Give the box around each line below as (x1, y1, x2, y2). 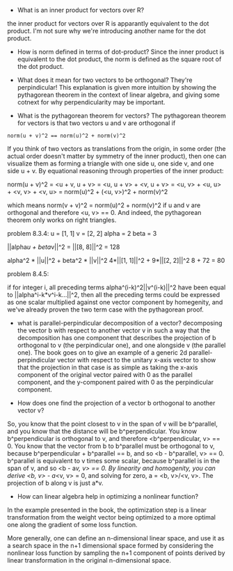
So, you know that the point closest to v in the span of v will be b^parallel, (7, 420, 218, 428)
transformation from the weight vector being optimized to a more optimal (7, 513, 216, 521)
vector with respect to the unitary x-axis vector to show (56, 356, 216, 364)
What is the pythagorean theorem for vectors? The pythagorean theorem (17, 111, 226, 120)
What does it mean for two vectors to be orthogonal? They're (17, 76, 193, 84)
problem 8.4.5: (7, 270, 49, 278)
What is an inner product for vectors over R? (17, 6, 145, 14)
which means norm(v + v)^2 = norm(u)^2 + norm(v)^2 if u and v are (7, 201, 201, 209)
